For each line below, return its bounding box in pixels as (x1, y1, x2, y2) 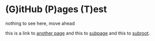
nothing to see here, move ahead (5, 20, 75, 26)
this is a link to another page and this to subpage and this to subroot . (5, 30, 150, 36)
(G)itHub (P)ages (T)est (5, 4, 107, 15)
